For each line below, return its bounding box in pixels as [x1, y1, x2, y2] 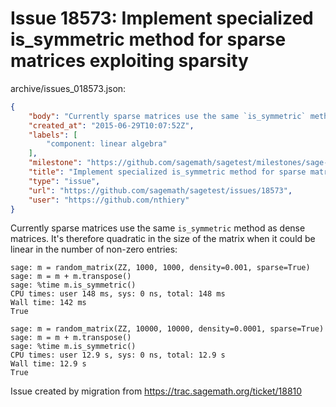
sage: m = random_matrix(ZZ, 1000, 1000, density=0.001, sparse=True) [10, 263, 311, 273]
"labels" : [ [28, 130, 78, 140]
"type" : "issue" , [28, 176, 101, 186]
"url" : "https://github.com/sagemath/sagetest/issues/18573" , [28, 185, 293, 196]
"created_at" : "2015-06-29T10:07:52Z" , [28, 120, 195, 131]
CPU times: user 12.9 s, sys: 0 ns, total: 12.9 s [10, 350, 226, 361]
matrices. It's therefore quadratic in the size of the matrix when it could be [10, 233, 316, 245]
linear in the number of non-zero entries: [10, 243, 178, 256]
